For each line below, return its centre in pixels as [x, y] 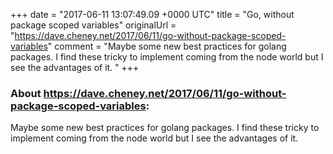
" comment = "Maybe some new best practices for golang [167, 46]
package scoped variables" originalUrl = [93, 25]
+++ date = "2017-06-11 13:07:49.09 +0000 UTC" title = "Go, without [152, 14]
